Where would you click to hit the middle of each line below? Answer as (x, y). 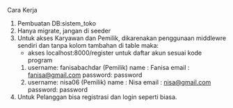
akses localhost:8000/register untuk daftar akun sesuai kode (115, 53)
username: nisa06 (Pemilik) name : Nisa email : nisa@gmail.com (119, 82)
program (40, 60)
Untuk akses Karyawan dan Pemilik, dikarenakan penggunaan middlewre (122, 38)
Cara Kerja (22, 10)
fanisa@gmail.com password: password (85, 75)
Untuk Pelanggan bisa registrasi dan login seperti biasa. (97, 97)
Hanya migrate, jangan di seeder (64, 31)
